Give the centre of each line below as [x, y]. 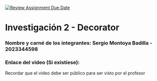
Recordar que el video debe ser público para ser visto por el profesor [75, 73]
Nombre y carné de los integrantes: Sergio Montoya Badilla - [79, 43]
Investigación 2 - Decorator [62, 28]
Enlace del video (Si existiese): [43, 63]
